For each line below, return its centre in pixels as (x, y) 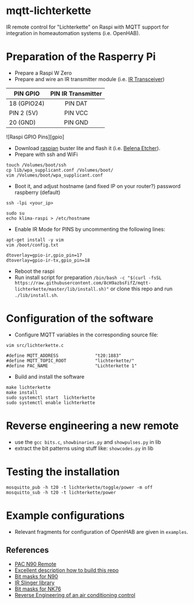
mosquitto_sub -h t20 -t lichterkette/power (61, 492)
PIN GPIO (27, 93)
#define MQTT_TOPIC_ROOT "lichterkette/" (70, 360)
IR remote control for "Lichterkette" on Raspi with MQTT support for (88, 27)
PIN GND (76, 122)
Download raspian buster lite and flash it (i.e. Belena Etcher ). (87, 148)
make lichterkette (28, 387)
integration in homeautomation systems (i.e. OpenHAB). (73, 33)
